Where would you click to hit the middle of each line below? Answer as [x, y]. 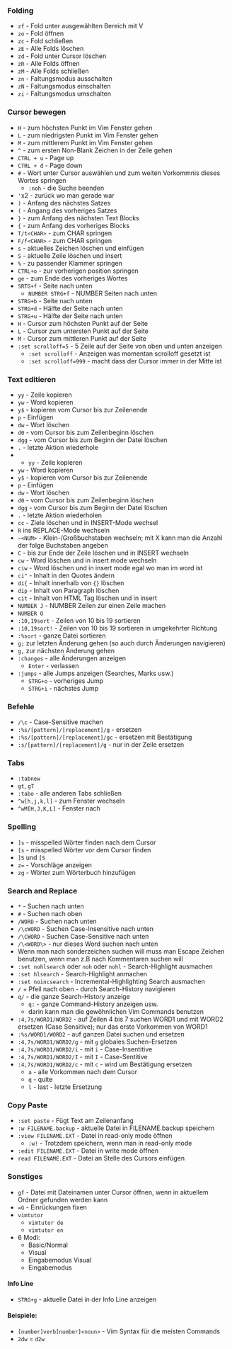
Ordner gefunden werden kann [63, 1200]
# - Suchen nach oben [50, 914]
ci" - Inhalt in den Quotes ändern [66, 575]
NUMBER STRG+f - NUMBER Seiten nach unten [93, 293]
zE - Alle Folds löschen [51, 49]
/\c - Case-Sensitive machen [60, 722]
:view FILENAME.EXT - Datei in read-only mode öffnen [95, 1136]
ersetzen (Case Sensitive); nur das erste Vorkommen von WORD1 [112, 1027]
